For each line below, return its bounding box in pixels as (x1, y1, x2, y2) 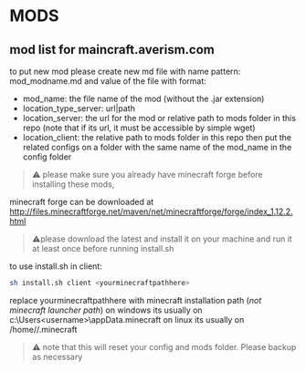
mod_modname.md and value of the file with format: (9, 76, 207, 87)
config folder (22, 151, 72, 162)
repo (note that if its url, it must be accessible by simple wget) (22, 122, 256, 133)
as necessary (31, 351, 83, 362)
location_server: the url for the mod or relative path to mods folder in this (22, 113, 297, 123)
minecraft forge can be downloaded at (9, 197, 154, 207)
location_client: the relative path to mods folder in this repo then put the (22, 132, 292, 142)
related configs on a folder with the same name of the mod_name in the (22, 142, 292, 152)
